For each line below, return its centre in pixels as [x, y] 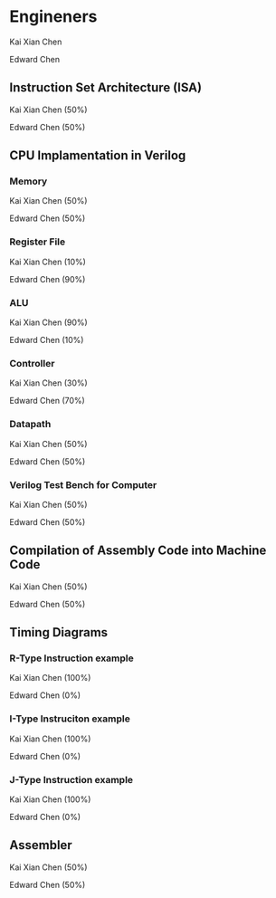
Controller [32, 363]
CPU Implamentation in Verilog [98, 156]
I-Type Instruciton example [70, 719]
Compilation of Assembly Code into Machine [138, 551]
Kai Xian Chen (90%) [48, 322]
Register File [38, 242]
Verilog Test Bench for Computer [83, 484]
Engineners [53, 17]
